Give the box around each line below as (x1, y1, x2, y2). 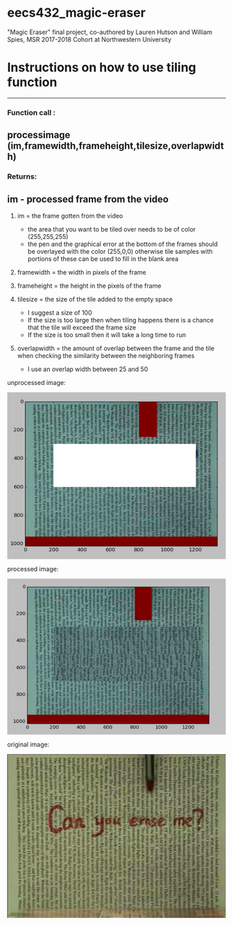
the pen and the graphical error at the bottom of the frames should (27, 240, 218, 248)
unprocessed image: (7, 378, 66, 386)
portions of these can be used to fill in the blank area (27, 254, 179, 263)
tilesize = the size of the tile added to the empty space (17, 295, 173, 303)
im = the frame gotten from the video (17, 211, 123, 220)
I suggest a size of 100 (27, 308, 92, 317)
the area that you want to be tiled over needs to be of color (27, 224, 196, 234)
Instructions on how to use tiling (7, 60, 196, 76)
